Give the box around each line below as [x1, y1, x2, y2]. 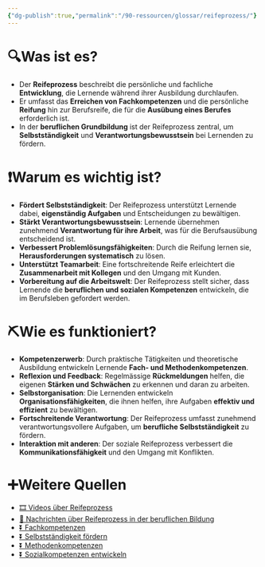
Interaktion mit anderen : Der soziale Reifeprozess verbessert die [18, 439, 233, 449]
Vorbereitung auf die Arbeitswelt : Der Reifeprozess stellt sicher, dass [18, 276, 250, 285]
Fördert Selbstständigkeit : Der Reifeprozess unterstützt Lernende [18, 200, 236, 210]
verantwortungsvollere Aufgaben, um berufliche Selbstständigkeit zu [18, 422, 250, 431]
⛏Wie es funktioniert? [7, 322, 157, 341]
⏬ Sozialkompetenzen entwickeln [18, 549, 127, 559]
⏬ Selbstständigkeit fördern [18, 532, 108, 541]
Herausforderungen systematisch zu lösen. [18, 250, 166, 260]
